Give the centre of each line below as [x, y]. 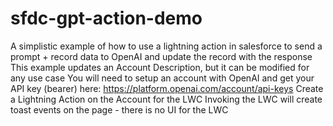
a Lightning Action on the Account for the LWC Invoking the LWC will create [166, 99]
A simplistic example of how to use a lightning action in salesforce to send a [166, 46]
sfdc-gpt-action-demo [106, 18]
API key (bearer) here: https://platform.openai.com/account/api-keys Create [167, 88]
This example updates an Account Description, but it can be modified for [160, 67]
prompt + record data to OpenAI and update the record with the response [161, 56]
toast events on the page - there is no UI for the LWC [119, 109]
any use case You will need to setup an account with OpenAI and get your [162, 78]
